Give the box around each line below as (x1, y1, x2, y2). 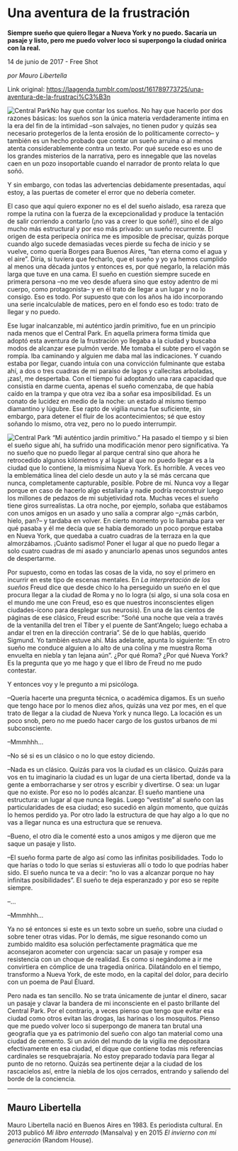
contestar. (7, 666, 37, 675)
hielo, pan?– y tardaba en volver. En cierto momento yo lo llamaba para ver (7, 516, 225, 525)
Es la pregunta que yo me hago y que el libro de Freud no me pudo (7, 658, 202, 667)
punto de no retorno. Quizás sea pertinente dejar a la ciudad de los (7, 1059, 203, 1068)
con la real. (7, 43, 41, 52)
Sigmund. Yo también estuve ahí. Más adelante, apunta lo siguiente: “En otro (7, 636, 230, 644)
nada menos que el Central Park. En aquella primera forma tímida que (7, 328, 210, 337)
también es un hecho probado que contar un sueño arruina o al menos (7, 136, 214, 145)
